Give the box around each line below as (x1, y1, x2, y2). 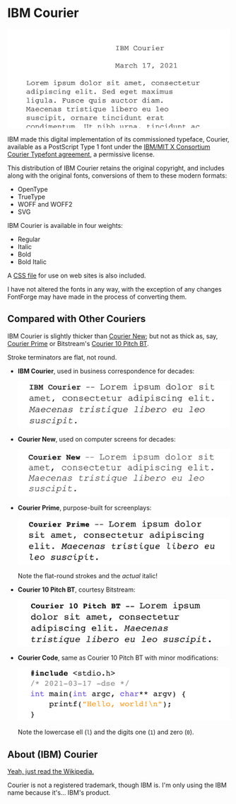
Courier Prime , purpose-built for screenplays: (17, 503, 152, 512)
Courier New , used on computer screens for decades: (17, 435, 176, 444)
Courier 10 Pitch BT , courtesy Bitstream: (17, 585, 136, 594)
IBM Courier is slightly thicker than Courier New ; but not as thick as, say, (7, 331, 218, 340)
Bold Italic (17, 257, 47, 266)
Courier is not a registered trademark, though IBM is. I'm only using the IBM (7, 781, 228, 790)
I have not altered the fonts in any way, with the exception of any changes (7, 285, 222, 293)
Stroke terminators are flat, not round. (7, 352, 117, 362)
